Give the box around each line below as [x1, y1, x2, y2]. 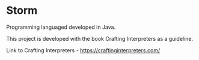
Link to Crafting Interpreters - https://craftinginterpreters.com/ [6, 46, 161, 54]
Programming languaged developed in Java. [6, 23, 116, 31]
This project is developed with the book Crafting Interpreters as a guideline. [6, 35, 194, 42]
